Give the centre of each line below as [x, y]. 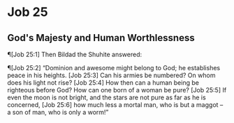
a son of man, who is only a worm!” [58, 112]
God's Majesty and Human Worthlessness [101, 38]
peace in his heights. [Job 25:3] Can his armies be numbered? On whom [111, 75]
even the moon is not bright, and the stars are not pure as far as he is [107, 97]
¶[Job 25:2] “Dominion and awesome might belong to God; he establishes [114, 68]
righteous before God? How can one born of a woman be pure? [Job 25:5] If [117, 90]
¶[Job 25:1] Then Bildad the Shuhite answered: [75, 54]
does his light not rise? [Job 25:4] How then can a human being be [103, 83]
